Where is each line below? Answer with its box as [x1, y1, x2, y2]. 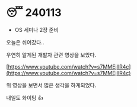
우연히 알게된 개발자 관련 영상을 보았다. [6, 51, 97, 59]
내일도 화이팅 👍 [6, 94, 43, 101]
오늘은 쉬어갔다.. [6, 38, 44, 46]
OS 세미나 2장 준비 [14, 26, 59, 33]
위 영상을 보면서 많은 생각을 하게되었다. [6, 82, 97, 89]
